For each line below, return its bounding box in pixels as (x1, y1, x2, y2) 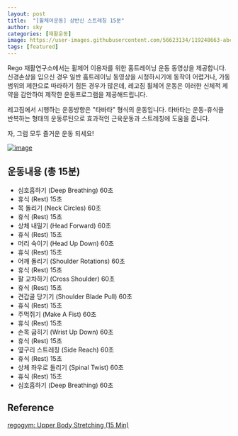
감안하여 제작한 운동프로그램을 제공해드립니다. (20, 90, 148, 99)
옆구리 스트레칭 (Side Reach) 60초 (17, 345, 115, 354)
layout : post (7, 10, 46, 18)
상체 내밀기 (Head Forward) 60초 (17, 221, 112, 230)
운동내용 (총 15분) (7, 166, 80, 178)
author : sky (7, 23, 42, 30)
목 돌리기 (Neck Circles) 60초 (17, 203, 101, 212)
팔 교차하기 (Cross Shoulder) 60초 (17, 274, 115, 283)
